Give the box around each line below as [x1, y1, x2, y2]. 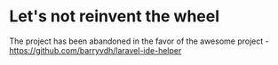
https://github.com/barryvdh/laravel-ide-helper [9, 45, 182, 55]
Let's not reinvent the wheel [9, 6, 220, 27]
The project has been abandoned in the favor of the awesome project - [9, 36, 269, 46]
